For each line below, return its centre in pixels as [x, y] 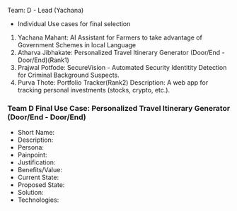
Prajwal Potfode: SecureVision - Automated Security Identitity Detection [122, 67]
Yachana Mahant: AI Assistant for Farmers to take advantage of [110, 37]
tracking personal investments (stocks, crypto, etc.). [94, 90]
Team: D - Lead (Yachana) [46, 10]
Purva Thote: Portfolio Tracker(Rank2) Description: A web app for [113, 83]
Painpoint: [32, 155]
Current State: [38, 177]
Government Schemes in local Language [77, 45]
